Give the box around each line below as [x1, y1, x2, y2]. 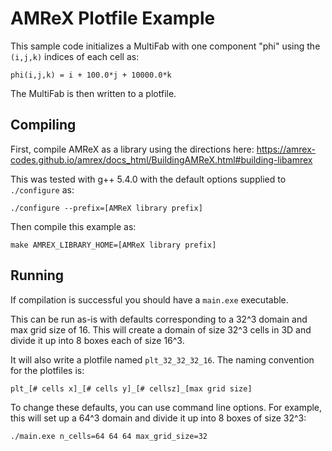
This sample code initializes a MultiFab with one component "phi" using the [10, 40, 321, 52]
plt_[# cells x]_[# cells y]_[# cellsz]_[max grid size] [10, 383, 253, 394]
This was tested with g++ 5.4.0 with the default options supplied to [10, 173, 287, 185]
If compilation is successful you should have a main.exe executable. [10, 293, 289, 306]
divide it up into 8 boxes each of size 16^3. [10, 334, 185, 346]
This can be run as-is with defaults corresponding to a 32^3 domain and [10, 313, 308, 325]
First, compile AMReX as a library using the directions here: [10, 143, 255, 155]
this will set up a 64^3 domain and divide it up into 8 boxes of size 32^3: [10, 412, 307, 424]
